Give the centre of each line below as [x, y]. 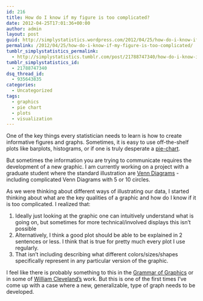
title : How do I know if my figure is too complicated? [78, 18]
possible [26, 229]
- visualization [32, 118]
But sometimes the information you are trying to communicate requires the [99, 160]
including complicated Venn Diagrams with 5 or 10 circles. [78, 180]
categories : [21, 85]
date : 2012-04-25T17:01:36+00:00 [48, 23]
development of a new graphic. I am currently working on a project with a [98, 167]
